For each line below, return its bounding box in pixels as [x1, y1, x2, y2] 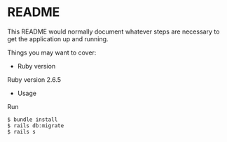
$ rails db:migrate [7, 122, 64, 129]
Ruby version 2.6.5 [7, 75, 62, 84]
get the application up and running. [7, 34, 109, 43]
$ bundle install [7, 116, 58, 123]
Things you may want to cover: [7, 48, 97, 57]
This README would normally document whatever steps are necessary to [7, 27, 220, 36]
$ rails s [7, 128, 36, 135]
